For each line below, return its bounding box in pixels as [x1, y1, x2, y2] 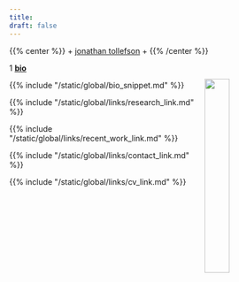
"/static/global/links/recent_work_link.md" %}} [9, 133, 179, 143]
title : [9, 12, 34, 22]
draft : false [9, 21, 58, 30]
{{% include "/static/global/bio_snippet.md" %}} [9, 80, 185, 90]
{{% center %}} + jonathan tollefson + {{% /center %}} [9, 45, 209, 56]
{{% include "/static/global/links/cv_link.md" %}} [9, 176, 187, 187]
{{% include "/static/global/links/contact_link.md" [9, 149, 190, 160]
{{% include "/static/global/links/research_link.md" [9, 96, 195, 107]
